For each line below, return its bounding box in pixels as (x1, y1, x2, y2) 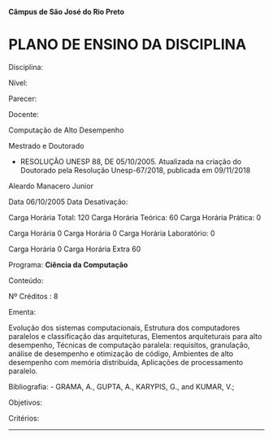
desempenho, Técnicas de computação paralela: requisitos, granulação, (8, 340, 250, 350)
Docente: (8, 109, 39, 119)
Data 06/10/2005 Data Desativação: (8, 197, 128, 206)
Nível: (8, 77, 28, 88)
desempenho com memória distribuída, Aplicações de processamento (8, 357, 244, 367)
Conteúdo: (8, 276, 44, 285)
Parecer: (8, 93, 37, 103)
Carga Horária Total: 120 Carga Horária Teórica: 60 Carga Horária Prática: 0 (8, 212, 262, 222)
